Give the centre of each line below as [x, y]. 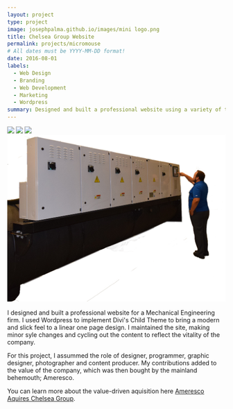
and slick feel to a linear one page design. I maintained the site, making [109, 327]
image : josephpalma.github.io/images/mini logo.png [83, 29]
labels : [18, 66]
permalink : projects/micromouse [54, 44]
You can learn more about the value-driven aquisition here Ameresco [106, 391]
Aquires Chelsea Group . [41, 398]
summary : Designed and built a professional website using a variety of [114, 110]
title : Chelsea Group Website [51, 37]
